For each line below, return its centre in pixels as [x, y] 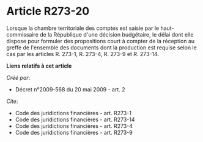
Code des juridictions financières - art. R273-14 [75, 119]
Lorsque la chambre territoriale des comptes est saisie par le [83, 28]
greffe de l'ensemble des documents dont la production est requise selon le [102, 48]
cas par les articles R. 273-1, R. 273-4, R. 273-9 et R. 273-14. [83, 54]
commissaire [22, 34]
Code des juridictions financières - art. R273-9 [74, 132]
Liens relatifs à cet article [39, 66]
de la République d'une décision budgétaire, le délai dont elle [116, 34]
